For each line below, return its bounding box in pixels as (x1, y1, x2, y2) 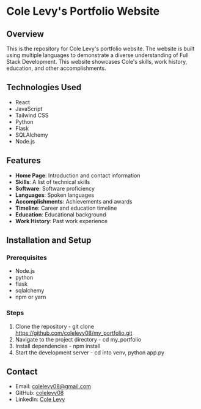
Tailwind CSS (15, 112, 49, 119)
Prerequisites (6, 253, 47, 262)
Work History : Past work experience (15, 217, 108, 224)
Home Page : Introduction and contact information (15, 172, 141, 179)
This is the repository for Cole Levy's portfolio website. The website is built (6, 45, 195, 52)
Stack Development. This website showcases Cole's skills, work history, (6, 58, 188, 65)
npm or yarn (15, 293, 46, 301)
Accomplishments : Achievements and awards (15, 197, 133, 205)
